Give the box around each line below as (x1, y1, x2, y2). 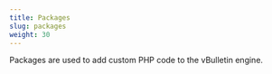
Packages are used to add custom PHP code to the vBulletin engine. (9, 55, 264, 66)
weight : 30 (9, 30, 51, 39)
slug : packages (9, 22, 67, 31)
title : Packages (9, 13, 70, 23)
